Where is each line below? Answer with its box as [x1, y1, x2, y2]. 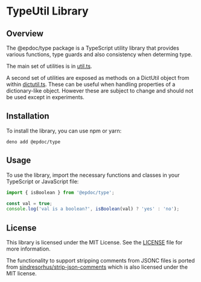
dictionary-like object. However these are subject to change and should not [6, 87, 194, 94]
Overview [6, 28, 44, 39]
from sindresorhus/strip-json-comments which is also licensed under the [6, 263, 188, 271]
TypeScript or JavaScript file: [6, 177, 79, 185]
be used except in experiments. [6, 94, 85, 100]
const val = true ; [6, 200, 53, 206]
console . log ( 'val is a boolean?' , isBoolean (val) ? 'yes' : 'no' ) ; [6, 206, 180, 212]
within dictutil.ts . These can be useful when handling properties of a [6, 80, 176, 88]
